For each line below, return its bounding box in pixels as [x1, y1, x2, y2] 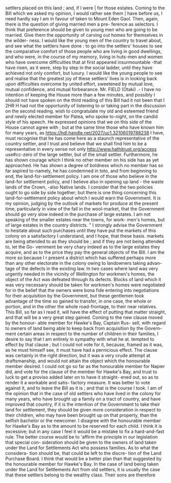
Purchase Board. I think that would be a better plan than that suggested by [5, 455, 162, 462]
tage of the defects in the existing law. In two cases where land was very [5, 266, 158, 271]
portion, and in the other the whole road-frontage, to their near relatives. [5, 304, 157, 309]
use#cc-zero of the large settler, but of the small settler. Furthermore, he [5, 151, 158, 157]
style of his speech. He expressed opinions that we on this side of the [5, 119, 152, 125]
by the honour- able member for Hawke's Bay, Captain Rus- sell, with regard [5, 320, 166, 326]
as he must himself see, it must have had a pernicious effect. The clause [5, 347, 158, 353]
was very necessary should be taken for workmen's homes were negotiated [5, 282, 165, 288]
